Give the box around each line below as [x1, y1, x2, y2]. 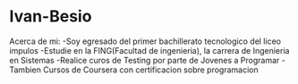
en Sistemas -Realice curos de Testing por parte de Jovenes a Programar [9, 55, 280, 65]
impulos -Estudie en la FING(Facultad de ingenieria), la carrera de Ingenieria [9, 45, 290, 55]
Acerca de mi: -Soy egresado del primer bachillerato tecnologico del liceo [9, 36, 282, 46]
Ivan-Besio [9, 6, 92, 27]
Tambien [9, 64, 42, 75]
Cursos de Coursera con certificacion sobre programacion [43, 64, 259, 75]
